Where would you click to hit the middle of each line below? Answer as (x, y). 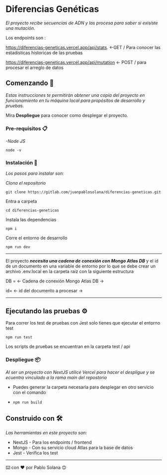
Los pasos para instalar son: (35, 173)
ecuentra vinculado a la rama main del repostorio (56, 378)
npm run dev (18, 247)
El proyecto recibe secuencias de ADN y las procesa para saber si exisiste (82, 23)
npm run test (19, 338)
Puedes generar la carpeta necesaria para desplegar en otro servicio (83, 387)
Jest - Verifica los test (35, 453)
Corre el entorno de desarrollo (36, 238)
